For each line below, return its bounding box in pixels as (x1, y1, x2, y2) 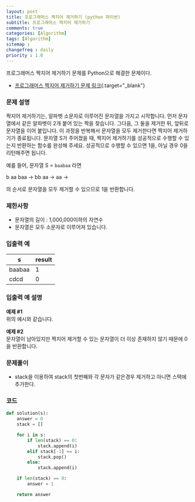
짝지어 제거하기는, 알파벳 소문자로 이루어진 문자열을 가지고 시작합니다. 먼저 (6, 112, 177, 119)
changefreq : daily (6, 47, 54, 53)
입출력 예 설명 (6, 294, 43, 302)
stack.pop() (37, 454, 67, 460)
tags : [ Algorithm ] (6, 36, 51, 42)
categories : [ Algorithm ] (6, 31, 67, 36)
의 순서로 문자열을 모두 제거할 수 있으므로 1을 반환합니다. (6, 185, 135, 192)
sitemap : (6, 42, 31, 48)
